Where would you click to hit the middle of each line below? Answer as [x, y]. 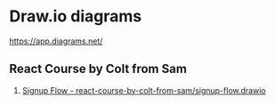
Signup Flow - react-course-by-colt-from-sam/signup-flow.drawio [144, 90]
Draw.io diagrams [76, 16]
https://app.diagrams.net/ [56, 41]
